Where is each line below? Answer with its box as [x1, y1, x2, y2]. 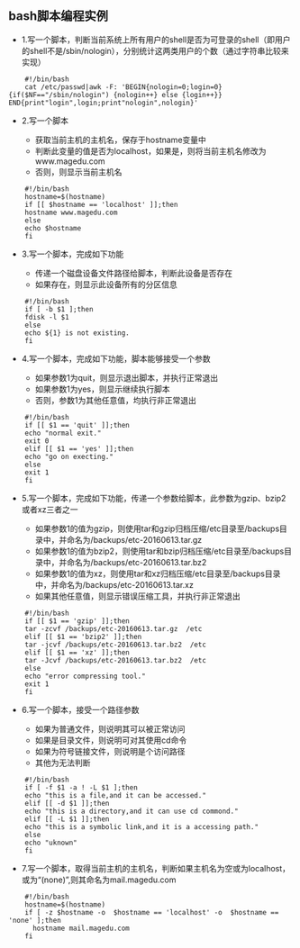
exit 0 [24, 436, 50, 446]
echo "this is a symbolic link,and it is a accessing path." [24, 822, 259, 831]
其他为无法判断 [34, 757, 91, 768]
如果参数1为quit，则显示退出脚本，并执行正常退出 [34, 372, 219, 383]
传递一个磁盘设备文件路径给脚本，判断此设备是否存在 [34, 267, 233, 278]
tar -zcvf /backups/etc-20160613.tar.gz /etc [24, 624, 203, 633]
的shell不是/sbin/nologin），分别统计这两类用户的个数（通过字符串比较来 [21, 45, 289, 56]
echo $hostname [24, 223, 82, 232]
